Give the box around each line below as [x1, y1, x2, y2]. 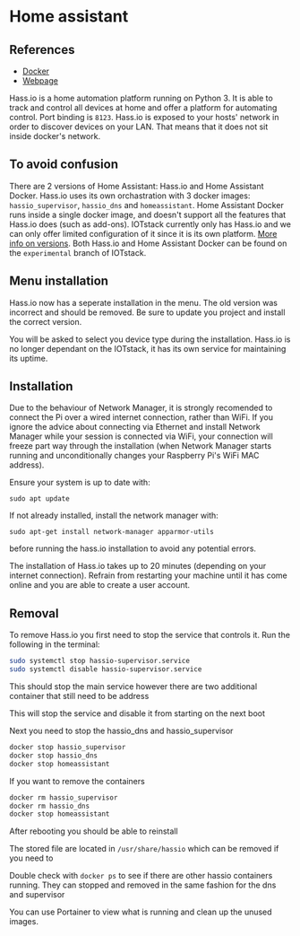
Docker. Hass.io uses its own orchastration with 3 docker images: [9, 190, 251, 201]
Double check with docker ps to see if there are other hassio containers [9, 870, 273, 881]
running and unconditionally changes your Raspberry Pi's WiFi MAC [9, 451, 260, 461]
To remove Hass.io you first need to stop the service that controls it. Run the [9, 630, 291, 641]
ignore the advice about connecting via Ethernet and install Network [9, 422, 261, 433]
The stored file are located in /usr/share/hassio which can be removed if [9, 844, 279, 854]
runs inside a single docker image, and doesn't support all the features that [9, 209, 287, 220]
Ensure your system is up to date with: [9, 477, 150, 488]
